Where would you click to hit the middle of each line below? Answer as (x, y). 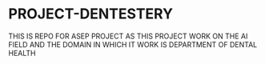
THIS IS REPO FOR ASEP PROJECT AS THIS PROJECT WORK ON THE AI (128, 36)
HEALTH (22, 53)
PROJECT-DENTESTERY (91, 14)
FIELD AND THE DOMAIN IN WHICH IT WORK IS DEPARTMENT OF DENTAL (133, 44)
